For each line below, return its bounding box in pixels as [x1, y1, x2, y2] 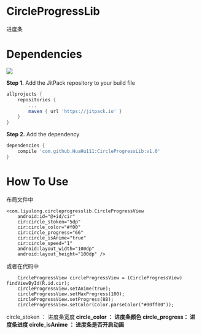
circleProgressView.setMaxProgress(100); [17, 290, 125, 297]
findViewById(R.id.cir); [6, 280, 70, 286]
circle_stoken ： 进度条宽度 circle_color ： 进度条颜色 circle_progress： [6, 313, 189, 320]
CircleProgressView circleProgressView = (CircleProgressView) [17, 274, 183, 281]
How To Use [6, 174, 69, 188]
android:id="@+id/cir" [17, 213, 76, 219]
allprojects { [6, 91, 43, 97]
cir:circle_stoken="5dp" [17, 219, 81, 225]
